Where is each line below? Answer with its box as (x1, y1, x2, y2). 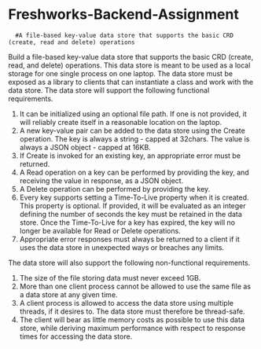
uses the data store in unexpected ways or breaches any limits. (19, 242, 225, 252)
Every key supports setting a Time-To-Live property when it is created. (19, 193, 249, 202)
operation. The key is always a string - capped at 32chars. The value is (19, 134, 250, 143)
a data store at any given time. (19, 289, 118, 299)
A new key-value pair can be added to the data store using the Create (19, 126, 245, 135)
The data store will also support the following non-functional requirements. (8, 258, 251, 267)
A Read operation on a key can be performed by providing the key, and (19, 167, 249, 177)
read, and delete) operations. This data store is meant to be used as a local (8, 61, 251, 70)
